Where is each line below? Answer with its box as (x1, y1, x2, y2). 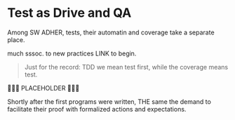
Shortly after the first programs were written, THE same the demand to (7, 97, 212, 106)
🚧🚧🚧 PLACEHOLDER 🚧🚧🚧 (7, 84, 80, 92)
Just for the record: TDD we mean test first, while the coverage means (24, 62, 229, 71)
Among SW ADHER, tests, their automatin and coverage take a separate (7, 28, 215, 36)
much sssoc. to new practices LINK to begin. (7, 49, 137, 58)
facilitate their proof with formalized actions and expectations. (7, 105, 187, 113)
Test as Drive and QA (7, 5, 132, 21)
